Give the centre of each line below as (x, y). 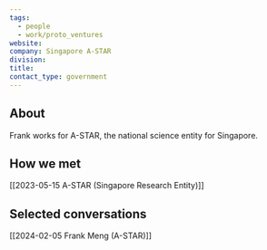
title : (22, 69)
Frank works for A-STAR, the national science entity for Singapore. (134, 135)
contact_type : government (58, 77)
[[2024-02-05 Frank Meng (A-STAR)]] (81, 236)
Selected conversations (78, 214)
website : (26, 43)
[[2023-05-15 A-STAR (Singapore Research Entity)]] (107, 186)
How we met (45, 163)
